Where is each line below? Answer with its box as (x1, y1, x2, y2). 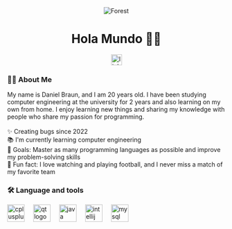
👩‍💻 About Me (7, 74, 52, 84)
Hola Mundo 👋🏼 (71, 31, 161, 47)
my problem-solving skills (7, 153, 81, 162)
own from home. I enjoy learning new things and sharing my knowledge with (7, 105, 225, 114)
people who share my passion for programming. (7, 112, 145, 121)
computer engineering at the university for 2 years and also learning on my (7, 98, 221, 106)
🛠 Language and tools (7, 185, 84, 195)
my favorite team (7, 168, 55, 176)
